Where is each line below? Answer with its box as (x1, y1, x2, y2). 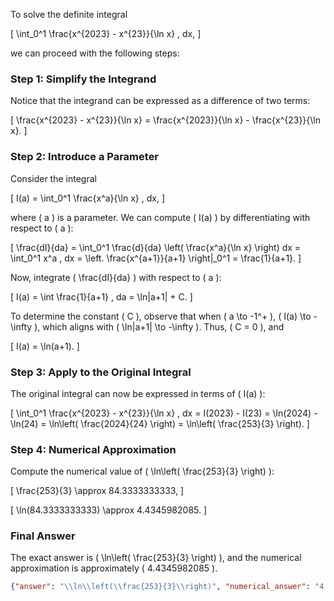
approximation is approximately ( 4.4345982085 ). (10, 562, 218, 574)
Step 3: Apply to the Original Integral (10, 365, 192, 379)
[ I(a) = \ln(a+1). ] (10, 340, 80, 352)
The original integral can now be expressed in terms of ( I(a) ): (10, 387, 266, 399)
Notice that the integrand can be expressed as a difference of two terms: (10, 95, 311, 107)
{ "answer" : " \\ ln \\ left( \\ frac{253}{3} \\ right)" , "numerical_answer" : (10, 582, 311, 592)
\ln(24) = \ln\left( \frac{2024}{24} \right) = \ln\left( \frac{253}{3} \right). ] (10, 417, 310, 429)
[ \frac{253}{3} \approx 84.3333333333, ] (10, 485, 185, 497)
